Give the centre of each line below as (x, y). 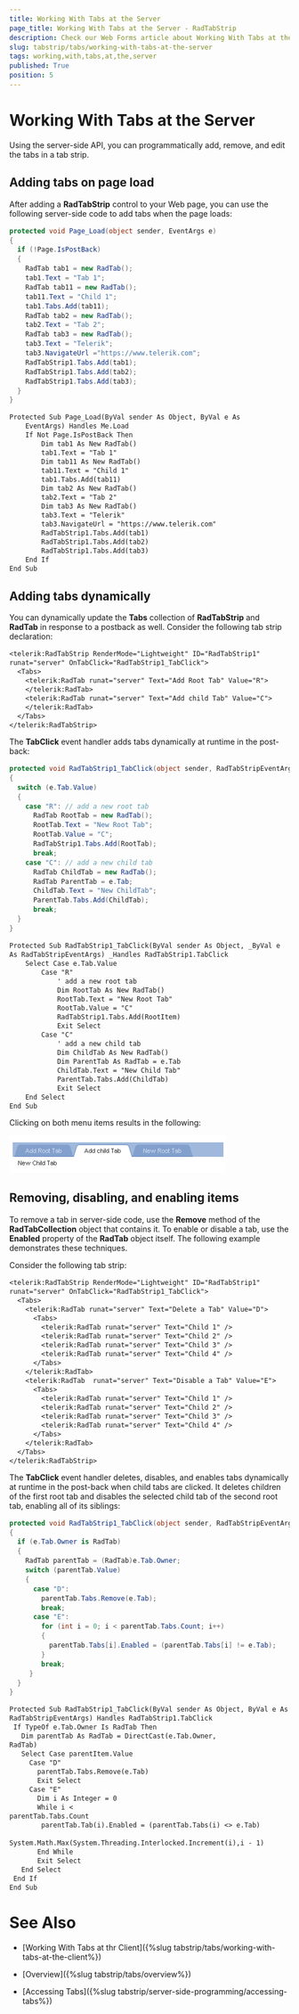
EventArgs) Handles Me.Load (77, 426)
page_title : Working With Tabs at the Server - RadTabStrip (123, 28)
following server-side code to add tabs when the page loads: (121, 213)
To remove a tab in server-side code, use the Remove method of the (135, 1219)
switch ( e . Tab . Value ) (57, 787)
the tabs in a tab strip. (49, 154)
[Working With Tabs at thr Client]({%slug (97, 1948)
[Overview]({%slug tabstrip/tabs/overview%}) (106, 1975)
